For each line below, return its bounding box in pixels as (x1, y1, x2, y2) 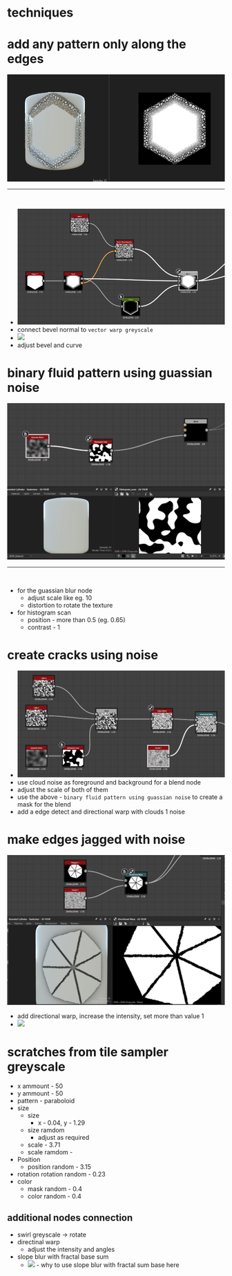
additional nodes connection (7, 1212, 133, 1224)
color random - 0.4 (27, 1192, 81, 1200)
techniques (7, 5, 74, 21)
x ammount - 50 (17, 1082, 64, 1090)
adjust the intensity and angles (27, 1245, 115, 1253)
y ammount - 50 (17, 1089, 64, 1097)
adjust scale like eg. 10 (27, 593, 92, 602)
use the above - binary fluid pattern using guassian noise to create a (17, 793, 223, 801)
